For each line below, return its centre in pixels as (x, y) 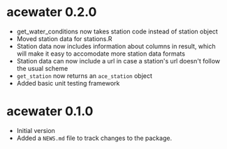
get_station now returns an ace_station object (85, 76)
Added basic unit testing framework (68, 83)
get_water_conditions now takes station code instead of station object (117, 31)
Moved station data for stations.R (64, 38)
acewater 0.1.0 (50, 111)
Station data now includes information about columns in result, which (116, 46)
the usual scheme (42, 68)
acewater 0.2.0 (52, 12)
